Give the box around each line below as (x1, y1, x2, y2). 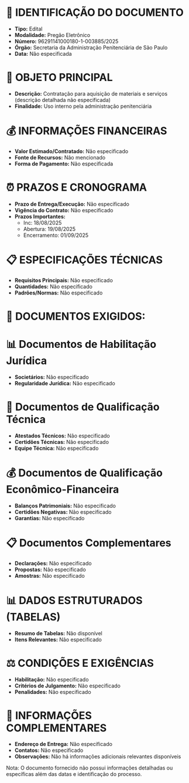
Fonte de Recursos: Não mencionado (14, 154, 106, 161)
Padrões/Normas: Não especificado (14, 289, 103, 296)
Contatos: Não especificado (14, 747, 84, 754)
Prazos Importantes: (14, 213, 66, 220)
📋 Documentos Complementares (6, 536, 171, 550)
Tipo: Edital (14, 25, 43, 32)
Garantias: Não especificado (14, 514, 85, 521)
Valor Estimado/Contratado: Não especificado (14, 147, 129, 155)
